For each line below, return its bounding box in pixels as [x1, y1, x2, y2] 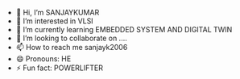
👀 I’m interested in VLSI [15, 16, 94, 26]
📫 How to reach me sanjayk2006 [15, 43, 128, 52]
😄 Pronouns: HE [15, 54, 72, 64]
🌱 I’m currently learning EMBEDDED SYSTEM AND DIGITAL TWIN [15, 25, 233, 34]
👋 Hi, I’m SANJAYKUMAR [15, 8, 100, 17]
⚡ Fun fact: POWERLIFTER [15, 63, 103, 73]
